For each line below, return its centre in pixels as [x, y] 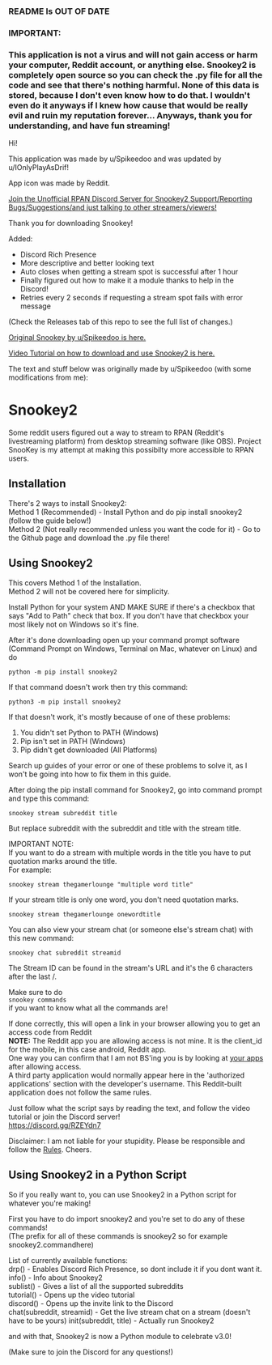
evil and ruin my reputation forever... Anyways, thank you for [130, 115]
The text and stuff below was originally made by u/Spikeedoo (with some [130, 369]
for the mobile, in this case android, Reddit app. [87, 1049]
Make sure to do [36, 992]
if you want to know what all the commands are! [88, 1008]
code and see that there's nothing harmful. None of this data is [134, 85]
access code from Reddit [50, 1032]
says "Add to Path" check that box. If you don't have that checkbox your [129, 615]
